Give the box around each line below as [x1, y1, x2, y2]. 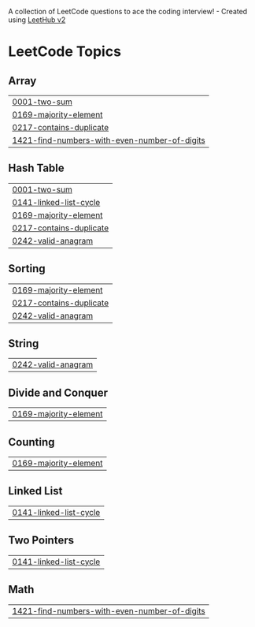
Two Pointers [8, 534, 75, 547]
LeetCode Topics [8, 43, 122, 61]
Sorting [8, 262, 46, 275]
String [8, 337, 39, 350]
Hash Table [8, 162, 65, 175]
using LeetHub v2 [8, 15, 66, 24]
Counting [8, 435, 55, 449]
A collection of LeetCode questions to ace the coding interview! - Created [8, 7, 248, 16]
